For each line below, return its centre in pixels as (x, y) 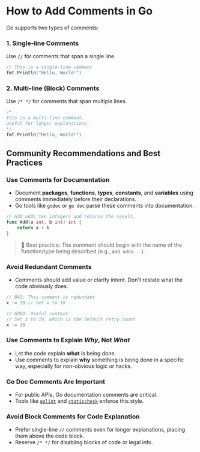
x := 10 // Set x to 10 (36, 303)
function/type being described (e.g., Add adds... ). (83, 251)
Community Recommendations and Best (83, 153)
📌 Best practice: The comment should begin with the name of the (102, 245)
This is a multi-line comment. (45, 118)
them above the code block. (50, 436)
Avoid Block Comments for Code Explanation (73, 417)
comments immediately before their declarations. (76, 199)
